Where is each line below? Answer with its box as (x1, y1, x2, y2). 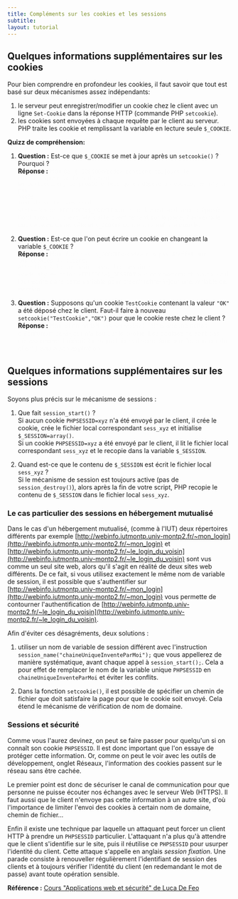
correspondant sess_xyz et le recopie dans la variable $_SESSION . (17, 447, 207, 454)
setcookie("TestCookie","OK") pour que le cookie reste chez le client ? (17, 314, 226, 323)
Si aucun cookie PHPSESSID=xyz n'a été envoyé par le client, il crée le (17, 416, 217, 425)
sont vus (186, 555, 212, 563)
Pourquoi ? (17, 160, 50, 168)
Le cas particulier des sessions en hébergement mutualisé (7, 508, 213, 518)
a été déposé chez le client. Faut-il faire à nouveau (17, 306, 166, 315)
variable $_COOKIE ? (17, 242, 74, 251)
